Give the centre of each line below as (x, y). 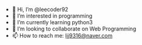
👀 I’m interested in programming (52, 16)
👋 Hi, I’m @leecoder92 (40, 9)
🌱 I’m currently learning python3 (52, 22)
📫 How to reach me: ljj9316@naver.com (62, 36)
